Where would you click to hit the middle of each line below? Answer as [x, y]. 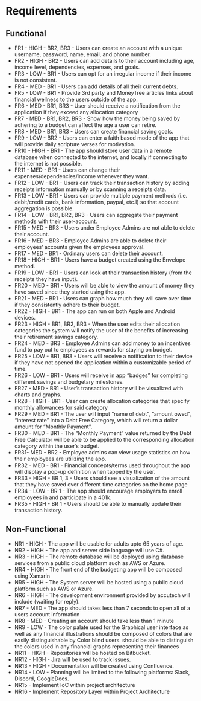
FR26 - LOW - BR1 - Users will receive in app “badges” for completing [101, 375]
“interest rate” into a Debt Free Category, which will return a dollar [96, 420]
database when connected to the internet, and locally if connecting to [100, 157]
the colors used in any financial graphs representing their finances [97, 646]
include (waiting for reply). [47, 601]
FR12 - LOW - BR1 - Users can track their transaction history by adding [102, 183]
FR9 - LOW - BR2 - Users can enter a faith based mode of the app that [102, 138]
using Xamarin [32, 576]
